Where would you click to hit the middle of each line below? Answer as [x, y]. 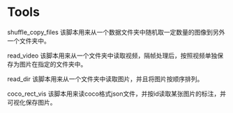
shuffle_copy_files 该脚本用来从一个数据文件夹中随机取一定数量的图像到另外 [116, 32]
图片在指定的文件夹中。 [53, 64]
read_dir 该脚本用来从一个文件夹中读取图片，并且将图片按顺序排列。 [105, 79]
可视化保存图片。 [32, 102]
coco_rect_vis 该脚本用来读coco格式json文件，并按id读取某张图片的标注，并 [117, 94]
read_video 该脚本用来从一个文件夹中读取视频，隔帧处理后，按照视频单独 [112, 55]
